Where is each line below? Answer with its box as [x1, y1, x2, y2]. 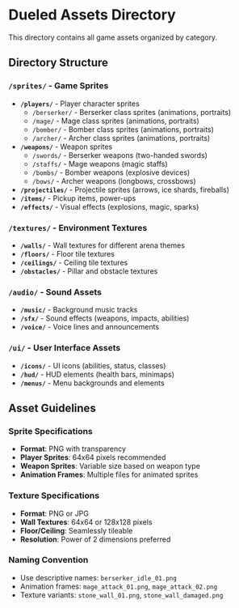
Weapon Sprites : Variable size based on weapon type [19, 461, 200, 471]
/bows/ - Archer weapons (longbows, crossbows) [31, 176, 196, 185]
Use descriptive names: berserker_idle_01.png [19, 572, 178, 582]
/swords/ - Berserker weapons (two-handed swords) [31, 150, 208, 159]
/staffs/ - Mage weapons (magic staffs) [31, 159, 168, 168]
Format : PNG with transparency [19, 444, 127, 454]
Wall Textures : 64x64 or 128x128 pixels [19, 517, 153, 527]
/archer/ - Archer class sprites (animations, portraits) [31, 133, 211, 142]
